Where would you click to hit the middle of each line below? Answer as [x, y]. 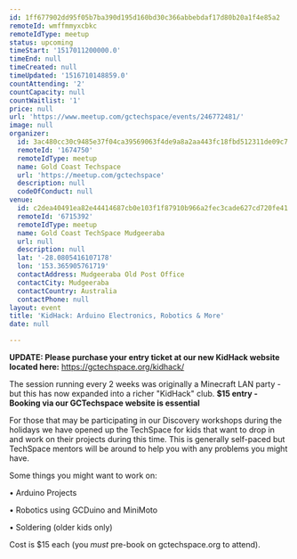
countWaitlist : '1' [45, 100]
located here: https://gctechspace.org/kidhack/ [97, 367]
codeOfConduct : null [55, 192]
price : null [31, 109]
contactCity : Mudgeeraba [63, 283]
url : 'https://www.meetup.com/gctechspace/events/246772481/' [127, 117]
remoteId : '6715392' [55, 216]
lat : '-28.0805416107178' [65, 258]
